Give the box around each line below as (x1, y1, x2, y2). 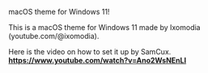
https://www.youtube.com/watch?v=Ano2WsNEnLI (8, 56, 187, 65)
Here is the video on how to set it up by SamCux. (8, 47, 172, 56)
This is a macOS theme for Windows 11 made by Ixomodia (8, 23, 201, 32)
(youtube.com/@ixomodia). (8, 32, 100, 41)
